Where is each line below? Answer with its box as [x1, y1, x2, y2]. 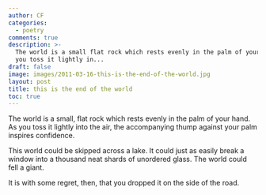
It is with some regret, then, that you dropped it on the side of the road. [8, 178, 240, 188]
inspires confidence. [8, 131, 75, 141]
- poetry [15, 26, 44, 34]
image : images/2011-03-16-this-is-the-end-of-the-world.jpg [8, 70, 211, 78]
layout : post [8, 77, 51, 85]
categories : [8, 19, 47, 27]
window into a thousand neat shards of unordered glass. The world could [8, 155, 248, 164]
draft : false [8, 63, 51, 71]
